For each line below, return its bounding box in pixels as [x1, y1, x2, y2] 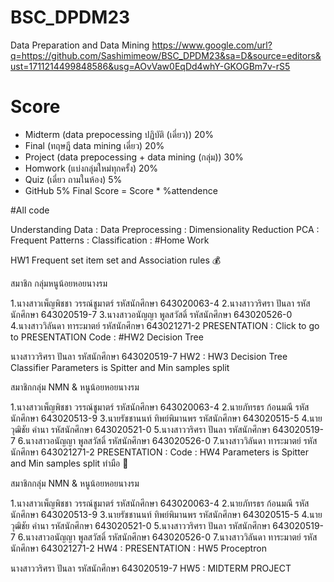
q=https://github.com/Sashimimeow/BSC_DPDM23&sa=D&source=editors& [10, 49, 322, 61]
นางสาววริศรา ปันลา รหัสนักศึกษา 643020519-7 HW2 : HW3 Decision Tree [10, 350, 288, 362]
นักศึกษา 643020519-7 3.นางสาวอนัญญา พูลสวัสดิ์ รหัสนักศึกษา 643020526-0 [10, 308, 293, 320]
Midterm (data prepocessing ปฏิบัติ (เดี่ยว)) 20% [24, 128, 215, 140]
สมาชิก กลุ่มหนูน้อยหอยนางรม [10, 277, 108, 289]
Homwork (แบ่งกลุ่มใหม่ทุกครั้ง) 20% [24, 162, 159, 174]
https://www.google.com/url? [151, 39, 273, 51]
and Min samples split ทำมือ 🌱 [10, 457, 129, 469]
